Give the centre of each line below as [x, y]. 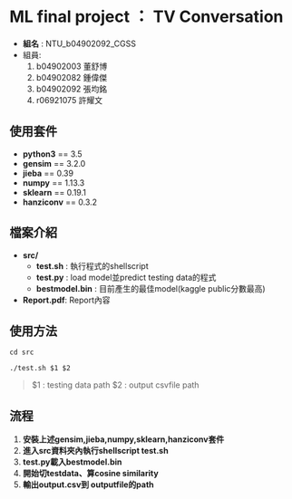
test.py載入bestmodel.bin [72, 462]
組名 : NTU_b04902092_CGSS [79, 43]
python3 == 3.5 [53, 154]
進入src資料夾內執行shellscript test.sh [96, 451]
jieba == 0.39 [48, 173]
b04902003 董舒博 [72, 66]
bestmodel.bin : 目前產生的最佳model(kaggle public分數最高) [151, 288]
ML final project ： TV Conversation [146, 17]
